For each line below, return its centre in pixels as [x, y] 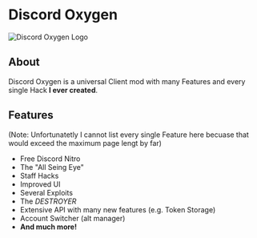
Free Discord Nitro [50, 159]
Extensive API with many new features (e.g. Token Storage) [118, 209]
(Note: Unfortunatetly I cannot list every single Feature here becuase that [129, 135]
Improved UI [40, 184]
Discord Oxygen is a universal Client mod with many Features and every [127, 81]
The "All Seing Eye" [52, 167]
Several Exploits [46, 192]
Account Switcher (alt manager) [72, 218]
